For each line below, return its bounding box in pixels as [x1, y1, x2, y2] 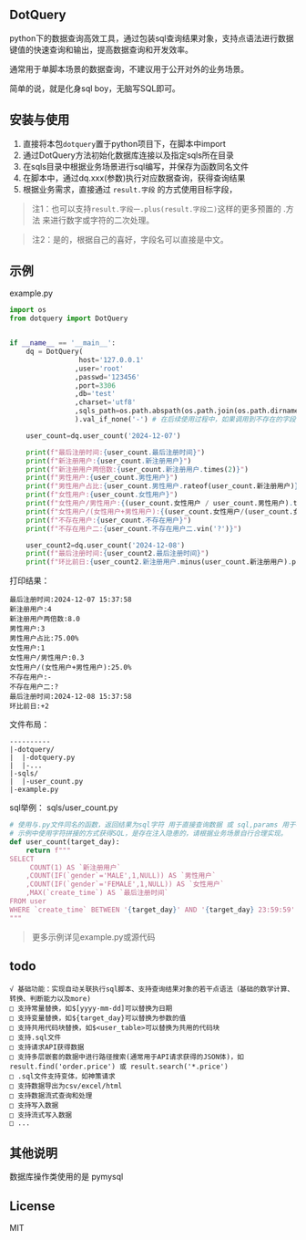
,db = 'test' [74, 390, 117, 399]
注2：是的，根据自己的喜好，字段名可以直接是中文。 [31, 234, 229, 245]
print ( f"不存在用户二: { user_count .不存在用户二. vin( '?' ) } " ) [25, 524, 242, 533]
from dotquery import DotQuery [9, 314, 128, 323]
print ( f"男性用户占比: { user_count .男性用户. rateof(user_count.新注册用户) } [25, 482, 299, 491]
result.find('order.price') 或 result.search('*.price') [9, 1062, 229, 1071]
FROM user [9, 897, 47, 906]
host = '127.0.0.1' [78, 355, 145, 364]
